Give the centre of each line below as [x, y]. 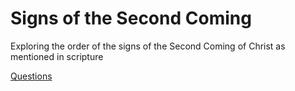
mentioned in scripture [57, 56]
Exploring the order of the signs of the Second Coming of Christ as [148, 46]
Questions [31, 76]
